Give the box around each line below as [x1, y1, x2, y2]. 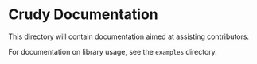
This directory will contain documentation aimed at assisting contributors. [8, 32, 249, 41]
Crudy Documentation [8, 6, 159, 24]
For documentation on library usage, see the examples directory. [8, 47, 217, 56]
